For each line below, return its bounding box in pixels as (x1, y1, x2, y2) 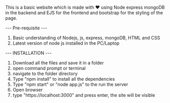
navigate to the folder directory (12, 71, 78, 77)
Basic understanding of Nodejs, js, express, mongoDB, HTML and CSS (12, 35, 160, 41)
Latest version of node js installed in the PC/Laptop (12, 40, 120, 46)
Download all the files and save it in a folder (12, 60, 104, 65)
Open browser (12, 87, 43, 93)
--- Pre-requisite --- (5, 25, 47, 31)
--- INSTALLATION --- (5, 50, 52, 56)
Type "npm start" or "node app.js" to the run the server (12, 81, 128, 87)
